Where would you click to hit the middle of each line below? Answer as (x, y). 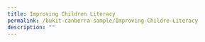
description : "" (31, 27)
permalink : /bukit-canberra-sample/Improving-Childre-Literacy (103, 21)
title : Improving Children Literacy (61, 14)
